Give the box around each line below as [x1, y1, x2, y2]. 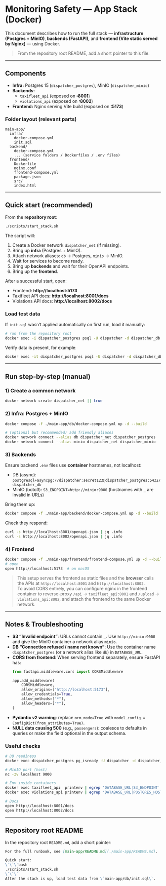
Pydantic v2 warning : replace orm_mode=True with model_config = [12, 714, 146, 720]
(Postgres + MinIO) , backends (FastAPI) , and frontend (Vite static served [5, 36, 158, 41]
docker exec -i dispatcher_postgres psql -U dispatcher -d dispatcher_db [5, 336, 161, 341]
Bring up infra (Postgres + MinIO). [12, 247, 82, 253]
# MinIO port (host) [5, 767, 48, 772]
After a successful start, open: [5, 278, 67, 284]
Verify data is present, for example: [5, 345, 77, 350]
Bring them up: [5, 501, 36, 507]
